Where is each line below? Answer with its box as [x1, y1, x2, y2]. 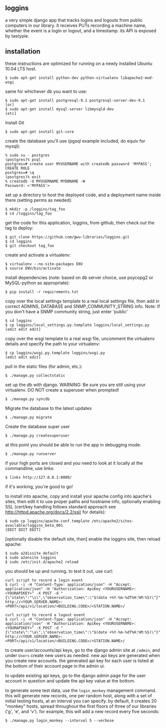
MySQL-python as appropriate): [5, 280, 70, 285]
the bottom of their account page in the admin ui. [5, 663, 105, 669]
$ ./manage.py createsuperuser [5, 433, 70, 438]
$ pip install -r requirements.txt [5, 289, 79, 294]
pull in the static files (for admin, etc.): [5, 363, 83, 369]
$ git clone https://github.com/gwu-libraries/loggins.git [5, 234, 130, 239]
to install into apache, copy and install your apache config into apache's [5, 493, 152, 499]
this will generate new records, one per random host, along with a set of [5, 692, 152, 698]
